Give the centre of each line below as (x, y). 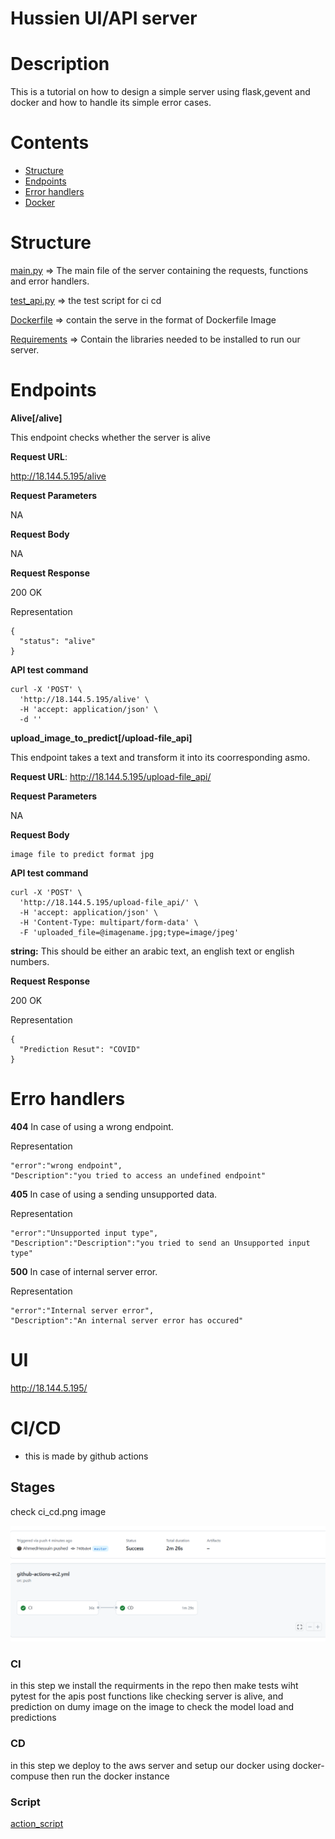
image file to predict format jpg (82, 854)
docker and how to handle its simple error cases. (111, 103)
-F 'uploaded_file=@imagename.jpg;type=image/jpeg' (129, 932)
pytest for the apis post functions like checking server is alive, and (147, 1696)
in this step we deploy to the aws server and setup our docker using (150, 1765)
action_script (37, 1823)
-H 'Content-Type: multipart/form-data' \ (109, 922)
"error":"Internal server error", (82, 1310)
